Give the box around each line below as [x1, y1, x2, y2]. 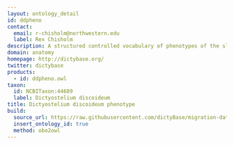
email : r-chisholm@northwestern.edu [13, 29, 120, 37]
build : [7, 107, 26, 114]
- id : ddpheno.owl [13, 75, 68, 82]
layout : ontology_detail [7, 10, 79, 17]
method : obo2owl [13, 127, 61, 134]
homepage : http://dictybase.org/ [7, 56, 104, 63]
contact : [7, 23, 33, 30]
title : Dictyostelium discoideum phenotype [7, 101, 136, 108]
